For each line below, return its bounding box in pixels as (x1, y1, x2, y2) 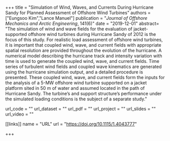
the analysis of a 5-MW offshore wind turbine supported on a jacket (5, 80, 147, 86)
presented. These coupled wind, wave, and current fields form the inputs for (5, 75, 165, 80)
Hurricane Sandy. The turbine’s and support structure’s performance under (5, 91, 162, 96)
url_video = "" (5, 111, 34, 117)
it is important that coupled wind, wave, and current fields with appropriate (5, 42, 161, 48)
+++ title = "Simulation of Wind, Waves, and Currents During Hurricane (5, 5, 154, 10)
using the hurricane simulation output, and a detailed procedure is (5, 69, 143, 75)
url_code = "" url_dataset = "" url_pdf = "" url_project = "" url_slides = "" (5, 106, 156, 112)
